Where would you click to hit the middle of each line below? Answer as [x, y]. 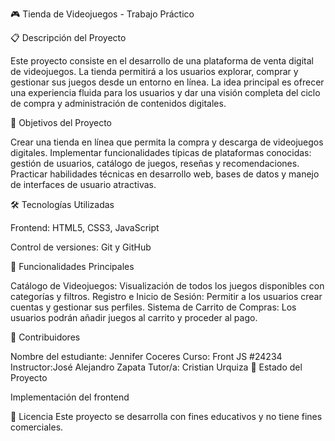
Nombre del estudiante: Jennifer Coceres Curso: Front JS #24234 [146, 356]
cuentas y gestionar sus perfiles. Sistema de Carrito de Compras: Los [153, 307]
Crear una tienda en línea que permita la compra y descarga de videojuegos [167, 142]
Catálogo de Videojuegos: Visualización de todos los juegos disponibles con [167, 286]
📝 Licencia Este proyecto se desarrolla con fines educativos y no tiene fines [166, 416]
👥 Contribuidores [45, 337]
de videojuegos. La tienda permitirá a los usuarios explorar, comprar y [154, 71]
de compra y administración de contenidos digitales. [118, 103]
